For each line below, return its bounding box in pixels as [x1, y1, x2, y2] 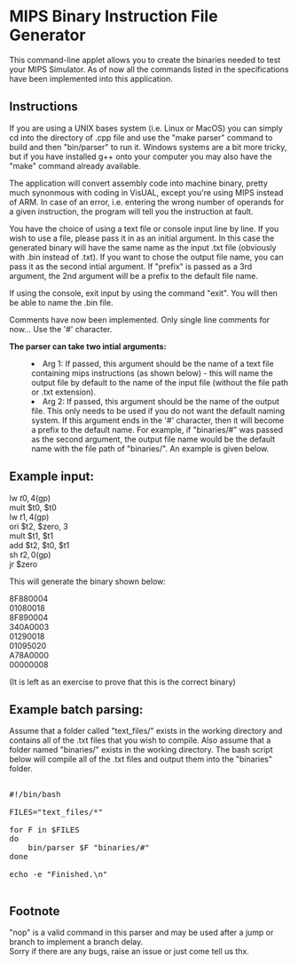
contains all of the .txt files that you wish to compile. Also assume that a [9, 735, 271, 746]
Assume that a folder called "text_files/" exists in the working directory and [9, 726, 283, 737]
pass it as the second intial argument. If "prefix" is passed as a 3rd [9, 260, 253, 272]
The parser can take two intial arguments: [9, 340, 167, 352]
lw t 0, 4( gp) [9, 492, 51, 503]
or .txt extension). [31, 387, 96, 397]
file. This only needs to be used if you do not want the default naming [31, 405, 286, 416]
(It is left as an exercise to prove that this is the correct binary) [9, 676, 237, 687]
